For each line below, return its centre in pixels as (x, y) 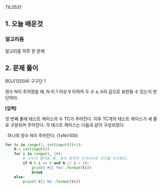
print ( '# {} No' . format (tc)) (52, 182)
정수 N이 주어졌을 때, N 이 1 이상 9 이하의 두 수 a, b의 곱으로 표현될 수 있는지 (79, 92)
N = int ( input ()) (32, 149)
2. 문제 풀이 (22, 68)
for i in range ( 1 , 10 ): (39, 154)
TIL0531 (13, 7)
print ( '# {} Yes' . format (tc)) (61, 168)
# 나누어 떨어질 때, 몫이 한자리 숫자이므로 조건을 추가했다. (76, 159)
